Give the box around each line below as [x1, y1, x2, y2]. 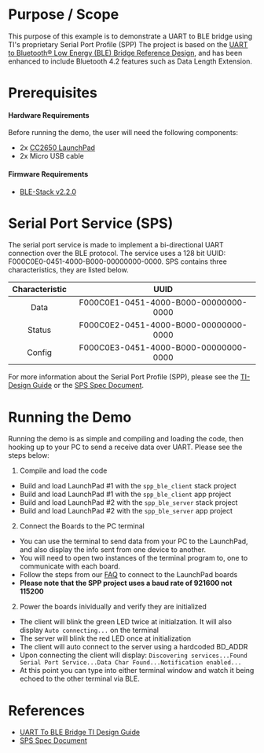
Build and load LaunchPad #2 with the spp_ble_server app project [19, 506, 233, 516]
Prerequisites [8, 84, 98, 102]
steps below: [8, 451, 49, 460]
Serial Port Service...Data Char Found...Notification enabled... [19, 659, 242, 667]
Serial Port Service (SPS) [8, 214, 174, 232]
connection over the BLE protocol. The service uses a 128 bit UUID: [8, 249, 226, 258]
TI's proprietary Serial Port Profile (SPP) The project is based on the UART [8, 39, 248, 49]
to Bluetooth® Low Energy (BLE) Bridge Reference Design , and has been [8, 48, 243, 57]
